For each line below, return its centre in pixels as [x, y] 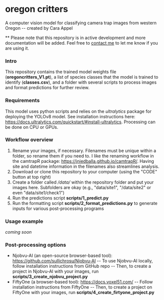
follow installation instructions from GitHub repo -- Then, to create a [82, 266]
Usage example [24, 221]
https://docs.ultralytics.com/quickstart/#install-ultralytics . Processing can [80, 122]
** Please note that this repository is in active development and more [76, 38]
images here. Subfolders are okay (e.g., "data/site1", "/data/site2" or [82, 187]
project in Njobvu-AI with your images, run [55, 271]
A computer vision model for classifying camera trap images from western [81, 23]
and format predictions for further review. [47, 88]
